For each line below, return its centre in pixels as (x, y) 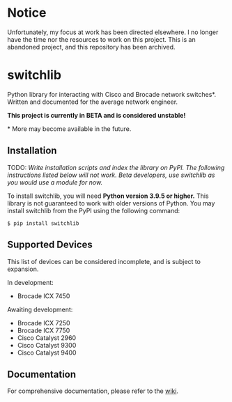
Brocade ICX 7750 (44, 330)
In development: (30, 282)
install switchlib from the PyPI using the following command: (94, 210)
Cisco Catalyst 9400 (47, 353)
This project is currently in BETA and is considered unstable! (96, 115)
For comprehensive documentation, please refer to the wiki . (93, 391)
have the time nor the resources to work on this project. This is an (102, 39)
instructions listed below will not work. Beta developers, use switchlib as (111, 175)
